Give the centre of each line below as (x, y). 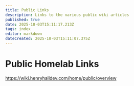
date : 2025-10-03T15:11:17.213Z (40, 24)
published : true (23, 19)
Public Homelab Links (52, 64)
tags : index (18, 29)
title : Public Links (27, 10)
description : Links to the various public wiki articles (67, 15)
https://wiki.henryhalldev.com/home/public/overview (61, 78)
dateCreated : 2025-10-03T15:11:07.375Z (48, 39)
